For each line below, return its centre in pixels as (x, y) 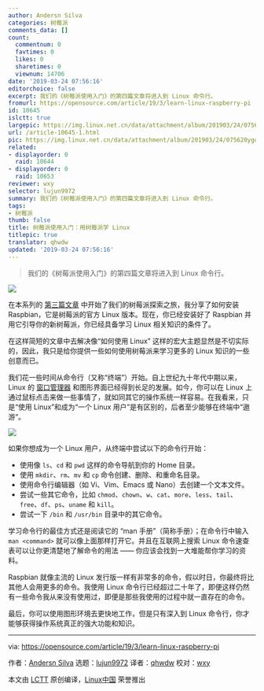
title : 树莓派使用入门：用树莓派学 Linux (69, 228)
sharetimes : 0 (38, 67)
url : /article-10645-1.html (54, 132)
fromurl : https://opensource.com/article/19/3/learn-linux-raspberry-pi (130, 103)
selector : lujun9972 (42, 191)
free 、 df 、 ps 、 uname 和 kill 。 (69, 504)
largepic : (24, 125)
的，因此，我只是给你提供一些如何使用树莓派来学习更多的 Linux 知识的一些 (129, 350)
